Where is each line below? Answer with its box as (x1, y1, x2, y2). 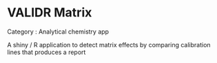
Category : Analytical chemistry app (7, 27, 109, 36)
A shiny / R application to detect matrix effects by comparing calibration (7, 40, 211, 49)
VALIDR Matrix (7, 5, 92, 21)
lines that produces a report (7, 48, 86, 56)
